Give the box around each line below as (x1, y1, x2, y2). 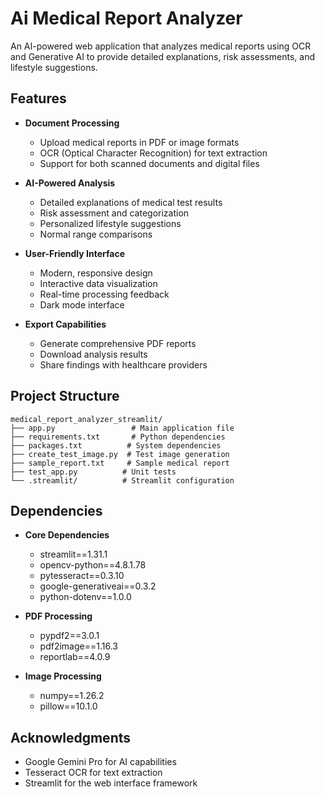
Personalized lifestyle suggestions (39, 217, 182, 229)
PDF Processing (24, 610, 93, 622)
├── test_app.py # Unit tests (10, 467, 177, 477)
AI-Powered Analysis (24, 177, 116, 189)
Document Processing (24, 117, 120, 129)
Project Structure (10, 388, 120, 405)
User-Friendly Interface (24, 247, 125, 259)
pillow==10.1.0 (39, 700, 98, 712)
